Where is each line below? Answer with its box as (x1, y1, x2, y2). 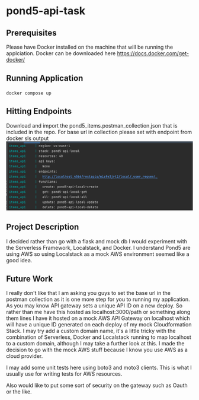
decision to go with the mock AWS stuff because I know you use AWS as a (6, 346, 188, 354)
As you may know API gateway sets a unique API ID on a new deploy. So (6, 302, 182, 309)
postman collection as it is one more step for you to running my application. (6, 296, 191, 303)
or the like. (6, 388, 32, 395)
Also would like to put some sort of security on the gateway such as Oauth (6, 382, 188, 389)
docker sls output (6, 135, 49, 142)
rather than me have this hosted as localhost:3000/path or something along (6, 309, 191, 316)
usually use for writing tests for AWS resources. (6, 370, 123, 377)
